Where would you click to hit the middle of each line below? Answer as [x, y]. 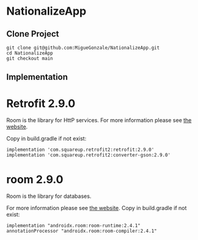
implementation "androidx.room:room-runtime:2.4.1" [73, 226]
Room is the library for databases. [49, 196]
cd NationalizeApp [30, 53]
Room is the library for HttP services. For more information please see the [99, 120]
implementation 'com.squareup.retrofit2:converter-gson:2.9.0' [89, 155]
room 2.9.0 [35, 179]
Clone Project [33, 34]
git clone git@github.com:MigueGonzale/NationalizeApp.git [83, 48]
